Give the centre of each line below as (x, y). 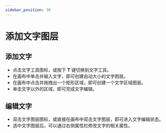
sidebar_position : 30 (28, 10)
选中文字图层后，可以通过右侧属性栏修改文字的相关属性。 (72, 126)
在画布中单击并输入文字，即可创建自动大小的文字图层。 (70, 76)
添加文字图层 (32, 36)
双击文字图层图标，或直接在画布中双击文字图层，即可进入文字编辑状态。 (88, 119)
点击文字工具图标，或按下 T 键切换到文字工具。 (62, 70)
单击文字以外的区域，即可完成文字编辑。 (55, 88)
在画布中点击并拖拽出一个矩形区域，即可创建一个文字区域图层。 (79, 82)
